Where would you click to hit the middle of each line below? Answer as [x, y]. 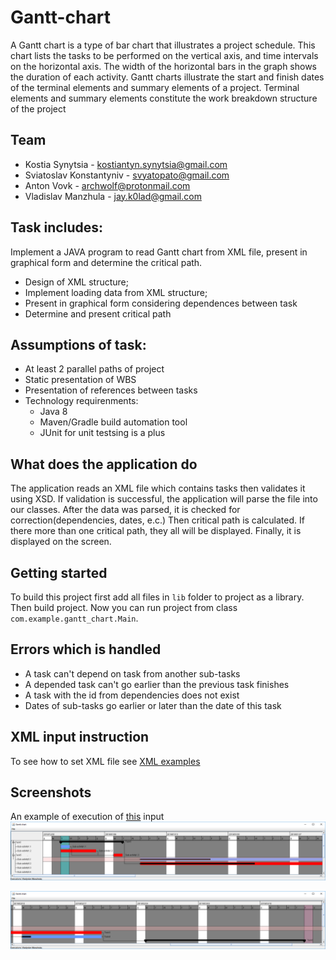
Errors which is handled [86, 649]
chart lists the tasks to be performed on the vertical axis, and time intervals [164, 55]
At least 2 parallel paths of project [94, 369]
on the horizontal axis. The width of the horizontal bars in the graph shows [164, 66]
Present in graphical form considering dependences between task [161, 303]
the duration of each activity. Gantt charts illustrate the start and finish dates [167, 77]
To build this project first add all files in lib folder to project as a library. [157, 597]
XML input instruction [80, 737]
